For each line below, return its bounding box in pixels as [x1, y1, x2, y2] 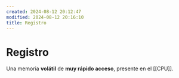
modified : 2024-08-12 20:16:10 [6, 14, 84, 20]
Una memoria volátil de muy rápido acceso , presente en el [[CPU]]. [6, 65, 174, 72]
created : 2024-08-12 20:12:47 [6, 8, 82, 15]
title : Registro [6, 20, 47, 26]
